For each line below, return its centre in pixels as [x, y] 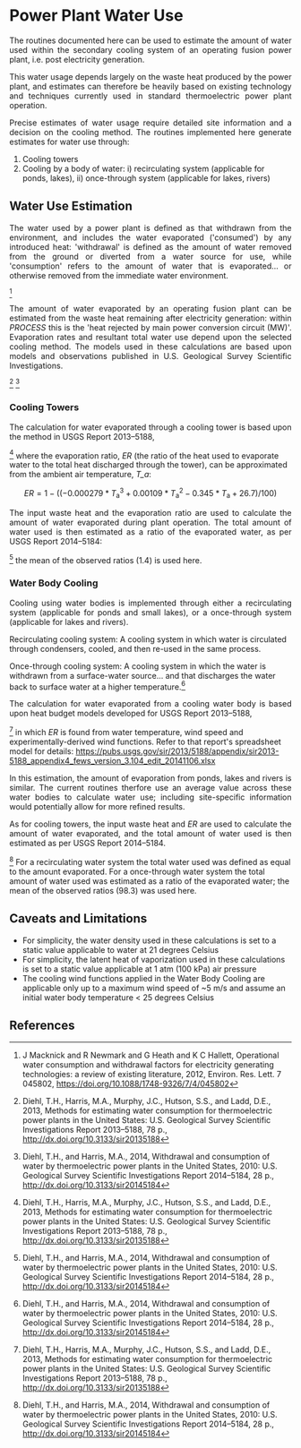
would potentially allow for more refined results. [97, 807]
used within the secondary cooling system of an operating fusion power [150, 49]
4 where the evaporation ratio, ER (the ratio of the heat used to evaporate [144, 455]
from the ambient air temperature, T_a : [81, 475]
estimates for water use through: [69, 141]
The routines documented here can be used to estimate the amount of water [150, 40]
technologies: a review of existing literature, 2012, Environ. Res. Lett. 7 [152, 1075]
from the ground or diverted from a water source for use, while [150, 256]
